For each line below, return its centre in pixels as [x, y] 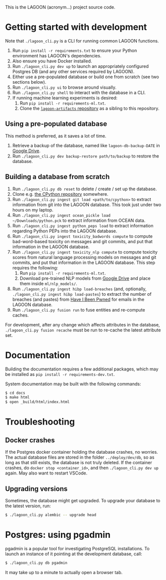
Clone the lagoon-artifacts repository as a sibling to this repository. [89, 108]
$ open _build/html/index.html [37, 402]
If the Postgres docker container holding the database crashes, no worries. [82, 452]
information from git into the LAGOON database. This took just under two [87, 205]
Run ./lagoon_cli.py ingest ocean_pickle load [61, 215]
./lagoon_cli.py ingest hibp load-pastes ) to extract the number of [82, 294]
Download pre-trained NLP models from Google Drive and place [85, 278]
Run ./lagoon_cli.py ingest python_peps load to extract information [83, 225]
